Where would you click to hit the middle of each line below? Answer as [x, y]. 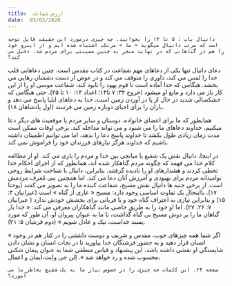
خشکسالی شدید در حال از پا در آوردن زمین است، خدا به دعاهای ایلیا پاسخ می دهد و [115, 99]
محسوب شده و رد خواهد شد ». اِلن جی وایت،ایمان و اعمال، [84, 257]
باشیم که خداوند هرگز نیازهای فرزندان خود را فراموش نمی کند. [88, 142]
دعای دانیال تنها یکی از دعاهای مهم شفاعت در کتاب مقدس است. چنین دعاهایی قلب [114, 70]
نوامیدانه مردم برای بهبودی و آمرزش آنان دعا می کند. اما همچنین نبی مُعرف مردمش [115, 178]
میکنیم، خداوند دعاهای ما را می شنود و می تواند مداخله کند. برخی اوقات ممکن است [115, 127]
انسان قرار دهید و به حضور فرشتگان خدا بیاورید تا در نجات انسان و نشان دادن [107, 242]
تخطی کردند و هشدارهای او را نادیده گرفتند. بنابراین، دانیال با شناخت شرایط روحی [113, 170]
